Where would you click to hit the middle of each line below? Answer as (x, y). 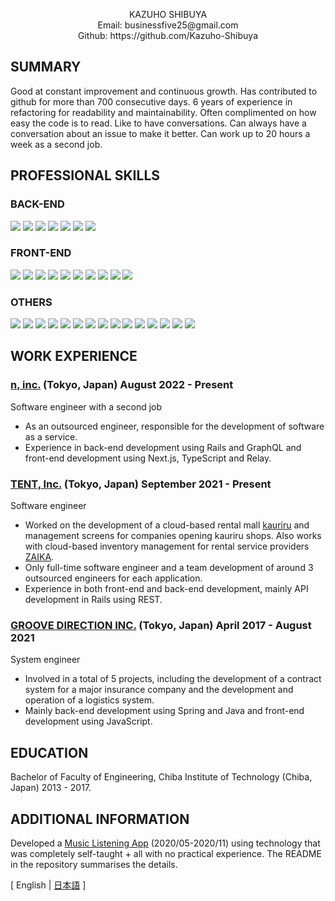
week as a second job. (56, 144)
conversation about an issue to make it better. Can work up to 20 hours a (160, 133)
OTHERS (31, 302)
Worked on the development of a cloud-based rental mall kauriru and (167, 525)
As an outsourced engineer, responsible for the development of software (174, 426)
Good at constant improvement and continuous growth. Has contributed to (164, 91)
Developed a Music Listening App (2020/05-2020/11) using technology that (165, 843)
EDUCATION (49, 752)
